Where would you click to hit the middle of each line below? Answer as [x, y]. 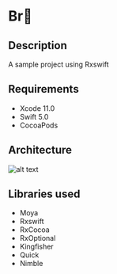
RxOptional [38, 238]
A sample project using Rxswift [58, 64]
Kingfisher [36, 247]
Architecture [40, 150]
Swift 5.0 [34, 116]
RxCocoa [34, 230]
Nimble [31, 264]
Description [38, 46]
